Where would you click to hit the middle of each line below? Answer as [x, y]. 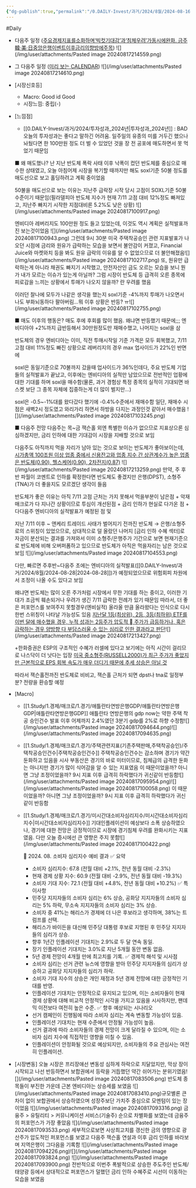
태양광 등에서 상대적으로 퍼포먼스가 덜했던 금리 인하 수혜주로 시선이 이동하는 [101, 1172]
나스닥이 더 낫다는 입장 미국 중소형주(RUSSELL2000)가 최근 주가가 [97, 655]
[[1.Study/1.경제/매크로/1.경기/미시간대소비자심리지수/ [84, 815]
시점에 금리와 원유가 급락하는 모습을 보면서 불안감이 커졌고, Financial [104, 245]
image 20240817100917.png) [126, 211]
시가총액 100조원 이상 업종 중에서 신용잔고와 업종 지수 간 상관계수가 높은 [97, 455]
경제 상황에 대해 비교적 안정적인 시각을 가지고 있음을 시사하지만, [104, 1000]
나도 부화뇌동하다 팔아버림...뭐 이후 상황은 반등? [69, 302]
